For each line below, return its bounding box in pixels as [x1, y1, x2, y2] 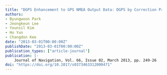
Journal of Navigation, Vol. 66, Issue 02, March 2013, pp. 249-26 [14, 58, 157, 63]
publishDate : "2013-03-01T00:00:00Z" [5, 44, 83, 49]
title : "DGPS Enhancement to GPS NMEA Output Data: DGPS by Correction [5, 7, 157, 12]
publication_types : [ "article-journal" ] [5, 48, 90, 53]
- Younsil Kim [5, 26, 35, 31]
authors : [5, 12, 23, 17]
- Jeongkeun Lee [5, 21, 39, 26]
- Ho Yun [5, 30, 23, 35]
